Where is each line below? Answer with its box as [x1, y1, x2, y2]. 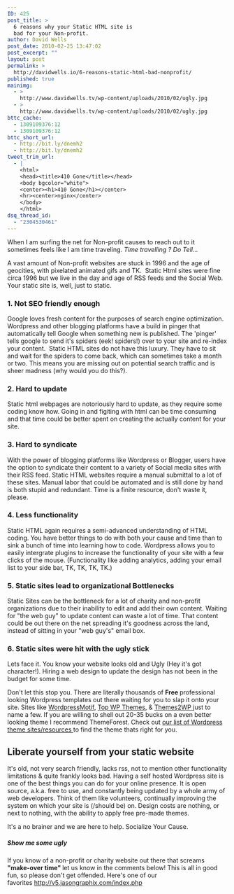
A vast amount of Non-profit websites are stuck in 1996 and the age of [7, 258, 210, 267]
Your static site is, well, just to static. [7, 281, 112, 289]
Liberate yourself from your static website [7, 746, 194, 757]
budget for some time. [7, 675, 71, 683]
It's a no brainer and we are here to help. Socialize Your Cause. [7, 823, 189, 831]
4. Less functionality [7, 510, 79, 520]
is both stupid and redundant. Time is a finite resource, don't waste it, [7, 485, 207, 494]
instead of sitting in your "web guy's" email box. [7, 627, 145, 635]
